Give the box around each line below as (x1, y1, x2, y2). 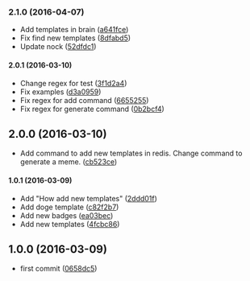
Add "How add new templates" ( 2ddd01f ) (19, 193, 157, 203)
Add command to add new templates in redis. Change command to (19, 148, 243, 159)
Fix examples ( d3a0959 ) (19, 87, 102, 97)
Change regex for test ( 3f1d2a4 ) (19, 78, 127, 88)
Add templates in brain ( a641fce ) (19, 25, 129, 35)
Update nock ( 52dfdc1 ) (19, 42, 97, 52)
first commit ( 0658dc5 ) (19, 264, 98, 274)
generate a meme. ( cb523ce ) (19, 157, 118, 167)
